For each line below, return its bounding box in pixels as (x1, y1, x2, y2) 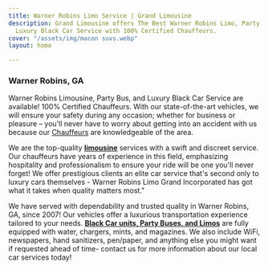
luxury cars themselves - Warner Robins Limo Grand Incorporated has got (8, 178, 253, 187)
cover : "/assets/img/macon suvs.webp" (8, 34, 138, 43)
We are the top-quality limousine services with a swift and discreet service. (8, 143, 259, 153)
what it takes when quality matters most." (8, 186, 145, 195)
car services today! (8, 252, 72, 262)
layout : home (8, 42, 52, 50)
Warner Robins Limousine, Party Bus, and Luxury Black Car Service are (8, 93, 244, 103)
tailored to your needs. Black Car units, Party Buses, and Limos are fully (8, 219, 249, 228)
